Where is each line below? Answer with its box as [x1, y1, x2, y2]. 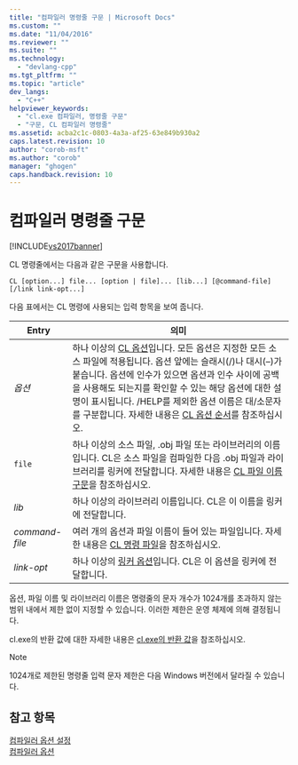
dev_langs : [9, 87, 50, 96]
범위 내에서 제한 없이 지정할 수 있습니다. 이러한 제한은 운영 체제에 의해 [9, 604, 250, 615]
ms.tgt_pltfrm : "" [9, 71, 77, 80]
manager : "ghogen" [9, 162, 77, 171]
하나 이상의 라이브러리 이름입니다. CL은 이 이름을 [72, 495, 264, 507]
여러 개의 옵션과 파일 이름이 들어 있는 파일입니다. [72, 525, 263, 538]
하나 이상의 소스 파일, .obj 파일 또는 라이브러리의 [72, 439, 263, 451]
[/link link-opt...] [9, 285, 86, 294]
